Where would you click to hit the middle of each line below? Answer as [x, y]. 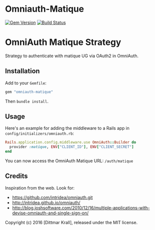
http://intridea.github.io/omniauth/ [46, 202]
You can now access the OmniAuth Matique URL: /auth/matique [69, 161]
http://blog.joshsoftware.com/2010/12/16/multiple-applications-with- [81, 208]
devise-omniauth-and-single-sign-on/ [50, 213]
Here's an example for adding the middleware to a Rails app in [68, 128]
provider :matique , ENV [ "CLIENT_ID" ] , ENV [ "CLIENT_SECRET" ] [72, 147]
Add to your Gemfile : [26, 83]
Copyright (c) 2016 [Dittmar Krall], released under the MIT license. [71, 222]
